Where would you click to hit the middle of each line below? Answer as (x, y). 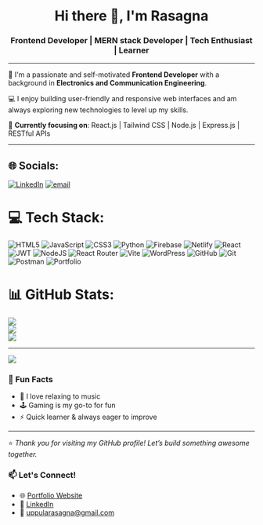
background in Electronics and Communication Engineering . (108, 83)
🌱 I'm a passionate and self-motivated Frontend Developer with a (114, 75)
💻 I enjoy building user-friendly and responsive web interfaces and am (122, 99)
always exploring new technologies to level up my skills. (98, 110)
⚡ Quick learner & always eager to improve (88, 417)
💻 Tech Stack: (56, 218)
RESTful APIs (29, 133)
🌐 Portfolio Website (51, 495)
